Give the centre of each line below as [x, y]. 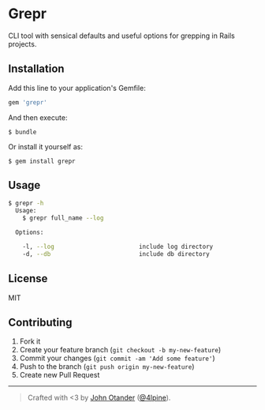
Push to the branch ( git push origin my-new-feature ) [107, 367]
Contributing [40, 322]
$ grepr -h [26, 203]
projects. [22, 43]
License [28, 278]
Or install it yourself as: [45, 146]
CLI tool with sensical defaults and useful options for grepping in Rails [121, 36]
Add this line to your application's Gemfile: [77, 88]
